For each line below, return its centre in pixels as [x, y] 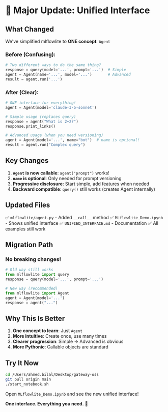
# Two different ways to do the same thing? [53, 65]
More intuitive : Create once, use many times [60, 336]
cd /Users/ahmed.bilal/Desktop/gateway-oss [52, 375]
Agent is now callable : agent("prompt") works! [61, 173]
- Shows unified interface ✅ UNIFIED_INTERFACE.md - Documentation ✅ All [82, 223]
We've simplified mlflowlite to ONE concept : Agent [58, 41]
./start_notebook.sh [27, 384]
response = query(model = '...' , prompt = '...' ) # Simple [66, 70]
